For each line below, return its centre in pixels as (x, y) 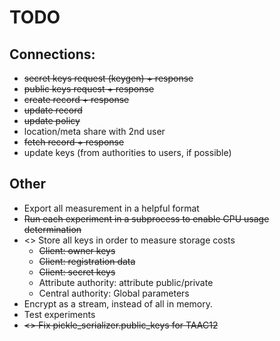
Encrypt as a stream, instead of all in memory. (118, 303)
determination (52, 229)
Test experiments (59, 314)
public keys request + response (89, 89)
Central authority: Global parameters (114, 293)
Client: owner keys (77, 250)
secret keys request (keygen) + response (108, 78)
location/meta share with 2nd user (94, 131)
